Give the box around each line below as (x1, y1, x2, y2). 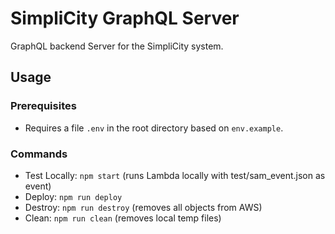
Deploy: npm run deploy (24, 190, 123, 202)
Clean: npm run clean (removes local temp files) (24, 212, 222, 224)
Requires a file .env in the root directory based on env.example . (24, 122, 284, 134)
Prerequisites (10, 99, 77, 113)
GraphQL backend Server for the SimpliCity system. (10, 40, 224, 52)
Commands (10, 147, 68, 161)
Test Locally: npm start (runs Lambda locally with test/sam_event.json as (24, 169, 326, 181)
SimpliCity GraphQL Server (10, 7, 240, 30)
